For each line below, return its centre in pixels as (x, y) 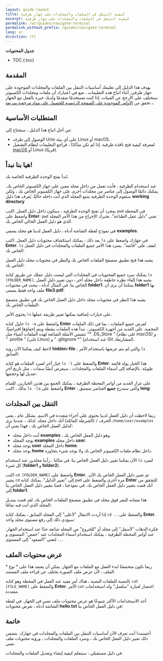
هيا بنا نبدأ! (19, 165)
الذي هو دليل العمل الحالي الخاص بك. (39, 221)
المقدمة (16, 75)
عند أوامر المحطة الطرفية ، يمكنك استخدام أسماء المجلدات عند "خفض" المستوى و (80, 534)
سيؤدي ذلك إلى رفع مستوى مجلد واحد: (40, 520)
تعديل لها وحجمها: (21, 374)
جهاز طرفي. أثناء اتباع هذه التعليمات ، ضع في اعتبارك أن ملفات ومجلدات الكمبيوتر (79, 92)
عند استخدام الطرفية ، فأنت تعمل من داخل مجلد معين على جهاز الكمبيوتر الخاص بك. (81, 186)
